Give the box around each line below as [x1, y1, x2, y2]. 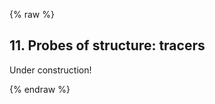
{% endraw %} [9, 83, 71, 95]
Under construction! [9, 64, 92, 76]
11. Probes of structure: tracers [9, 37, 206, 54]
